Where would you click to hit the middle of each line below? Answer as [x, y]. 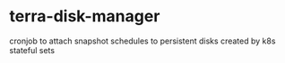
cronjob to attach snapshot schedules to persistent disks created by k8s [142, 41]
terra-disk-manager [85, 16]
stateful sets [32, 50]
